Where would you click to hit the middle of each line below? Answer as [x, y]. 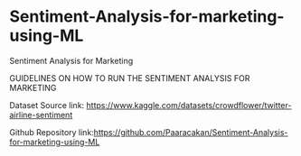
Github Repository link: [52, 132]
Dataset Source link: [47, 105]
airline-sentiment [41, 115]
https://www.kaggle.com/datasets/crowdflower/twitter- [189, 105]
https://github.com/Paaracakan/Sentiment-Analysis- [191, 132]
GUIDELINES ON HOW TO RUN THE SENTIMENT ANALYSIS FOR [130, 78]
